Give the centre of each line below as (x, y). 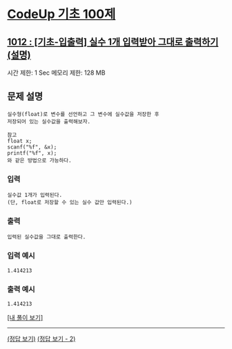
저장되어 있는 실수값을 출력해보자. (49, 122)
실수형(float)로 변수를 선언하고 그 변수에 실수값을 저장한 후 (83, 114)
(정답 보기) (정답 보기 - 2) (41, 339)
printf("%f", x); (32, 153)
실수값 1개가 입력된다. (35, 195)
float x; (20, 141)
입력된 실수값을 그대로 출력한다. (47, 237)
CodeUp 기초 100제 (61, 14)
